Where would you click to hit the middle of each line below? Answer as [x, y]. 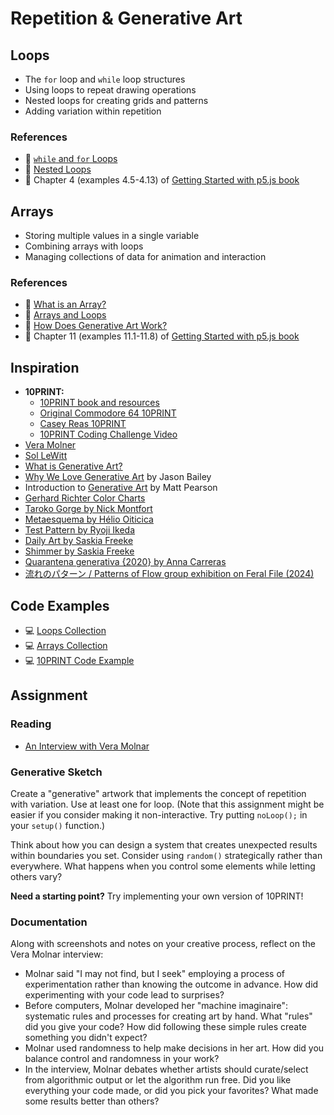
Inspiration [45, 367]
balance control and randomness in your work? [122, 1059]
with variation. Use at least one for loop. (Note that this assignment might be [167, 804]
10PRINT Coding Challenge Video [108, 434]
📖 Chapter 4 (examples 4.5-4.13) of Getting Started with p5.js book [162, 180]
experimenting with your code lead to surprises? [124, 995]
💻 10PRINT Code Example [79, 661]
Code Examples [60, 605]
